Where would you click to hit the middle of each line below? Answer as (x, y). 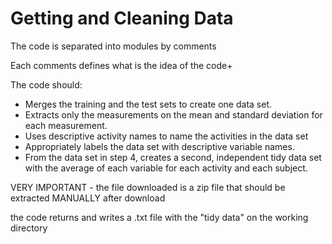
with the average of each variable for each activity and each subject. (166, 168)
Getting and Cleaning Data (122, 18)
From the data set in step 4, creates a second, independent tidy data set (173, 157)
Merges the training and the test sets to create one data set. (148, 104)
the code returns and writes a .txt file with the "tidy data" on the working (159, 217)
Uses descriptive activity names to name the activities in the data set (166, 136)
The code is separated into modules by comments (113, 46)
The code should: (46, 84)
